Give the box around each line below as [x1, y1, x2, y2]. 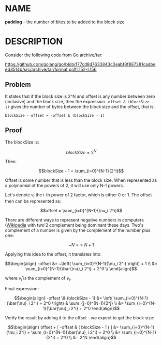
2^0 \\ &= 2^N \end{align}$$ [60, 334, 117, 340]
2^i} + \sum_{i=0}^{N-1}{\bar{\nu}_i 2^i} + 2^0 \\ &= [18, 329, 121, 335]
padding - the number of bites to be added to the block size [5, 19, 125, 25]
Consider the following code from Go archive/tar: [5, 52, 103, 58]
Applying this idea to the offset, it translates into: [5, 251, 102, 257]
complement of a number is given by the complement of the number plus [5, 227, 151, 233]
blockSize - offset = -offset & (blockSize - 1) [5, 113, 105, 118]
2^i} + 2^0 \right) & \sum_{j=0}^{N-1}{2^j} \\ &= [30, 300, 124, 306]
